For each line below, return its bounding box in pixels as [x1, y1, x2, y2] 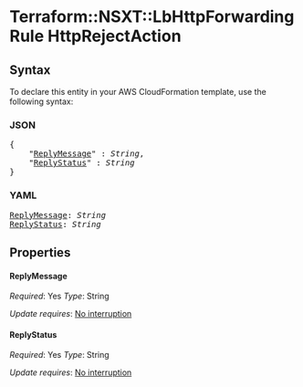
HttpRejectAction [47, 26, 182, 47]
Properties [9, 245, 71, 260]
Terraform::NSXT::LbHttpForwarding [9, 6, 295, 27]
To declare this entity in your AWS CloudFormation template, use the [9, 87, 266, 97]
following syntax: [9, 96, 74, 107]
